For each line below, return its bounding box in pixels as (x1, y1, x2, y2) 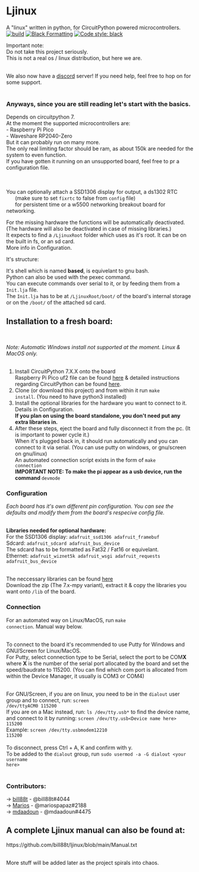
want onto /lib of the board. (6, 588, 76, 595)
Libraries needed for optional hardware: (6, 527, 107, 534)
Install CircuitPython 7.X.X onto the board (14, 368, 116, 375)
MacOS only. (6, 350, 38, 357)
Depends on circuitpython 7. (6, 113, 75, 120)
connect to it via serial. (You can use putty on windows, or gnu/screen (14, 444, 187, 451)
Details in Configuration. (14, 406, 74, 413)
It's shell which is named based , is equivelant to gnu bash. (6, 267, 150, 275)
